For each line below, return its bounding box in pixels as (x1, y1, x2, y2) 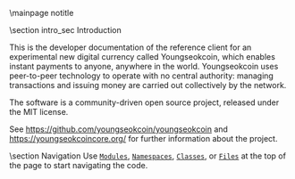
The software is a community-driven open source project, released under (9, 97, 280, 108)
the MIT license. (9, 107, 69, 117)
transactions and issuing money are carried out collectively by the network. (9, 80, 287, 90)
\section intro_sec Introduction (9, 25, 122, 35)
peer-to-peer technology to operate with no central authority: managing (9, 70, 274, 81)
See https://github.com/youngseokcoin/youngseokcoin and (9, 124, 228, 134)
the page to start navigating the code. (9, 160, 148, 170)
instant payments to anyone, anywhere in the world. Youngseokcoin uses (9, 61, 279, 71)
